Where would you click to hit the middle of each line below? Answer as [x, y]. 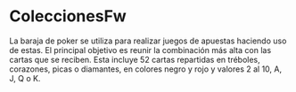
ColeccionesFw [68, 16]
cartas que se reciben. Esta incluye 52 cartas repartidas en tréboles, [135, 59]
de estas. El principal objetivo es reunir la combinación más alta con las [140, 50]
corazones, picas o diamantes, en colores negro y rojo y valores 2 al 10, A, [146, 69]
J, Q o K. [25, 78]
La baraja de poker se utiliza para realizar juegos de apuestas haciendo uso [148, 41]
